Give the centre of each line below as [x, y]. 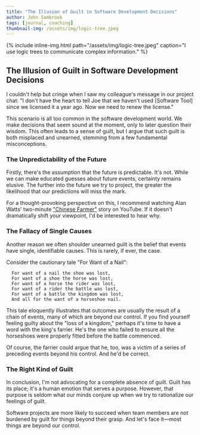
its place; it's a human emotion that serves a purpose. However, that [90, 388]
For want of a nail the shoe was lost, [61, 273]
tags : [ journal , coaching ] [40, 23]
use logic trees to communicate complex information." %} [77, 52]
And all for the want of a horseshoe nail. [66, 299]
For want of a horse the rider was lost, [64, 284]
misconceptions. [27, 144]
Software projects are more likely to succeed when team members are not [97, 412]
